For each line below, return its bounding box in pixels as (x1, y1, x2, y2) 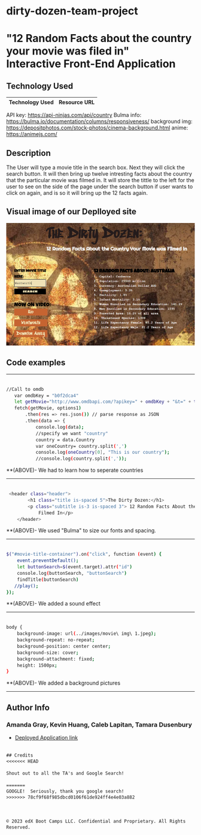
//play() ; (14, 583, 39, 589)
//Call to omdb (6, 386, 44, 392)
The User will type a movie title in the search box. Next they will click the (6, 164, 185, 171)
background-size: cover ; (17, 649, 79, 656)
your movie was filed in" (6, 44, 130, 58)
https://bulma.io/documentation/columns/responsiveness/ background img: (6, 118, 193, 125)
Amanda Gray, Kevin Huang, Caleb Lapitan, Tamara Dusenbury (6, 721, 193, 729)
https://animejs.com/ (6, 131, 57, 138)
